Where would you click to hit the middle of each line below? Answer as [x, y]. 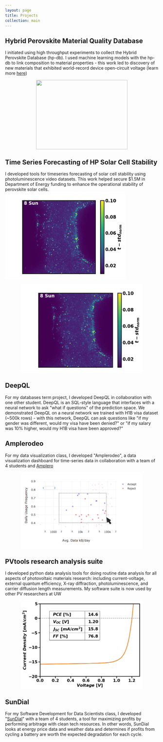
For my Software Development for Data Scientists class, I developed [73, 714]
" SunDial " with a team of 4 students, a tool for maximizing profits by [73, 719]
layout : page [18, 10]
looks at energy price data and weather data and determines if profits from [80, 729]
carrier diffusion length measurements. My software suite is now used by [78, 589]
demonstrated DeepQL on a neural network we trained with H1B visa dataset [81, 413]
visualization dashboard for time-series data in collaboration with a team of [80, 460]
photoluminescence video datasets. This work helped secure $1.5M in [75, 179]
